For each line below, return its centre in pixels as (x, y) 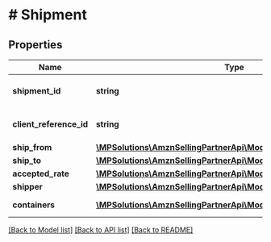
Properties (35, 45)
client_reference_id (50, 124)
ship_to (27, 161)
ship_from (32, 147)
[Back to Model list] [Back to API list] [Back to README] (101, 230)
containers (33, 205)
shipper (27, 187)
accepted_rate (41, 173)
